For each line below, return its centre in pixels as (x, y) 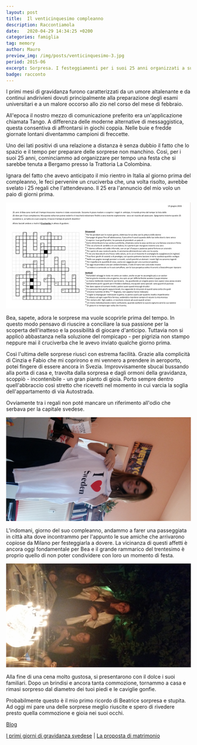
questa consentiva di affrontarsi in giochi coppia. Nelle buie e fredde (89, 128)
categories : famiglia (33, 37)
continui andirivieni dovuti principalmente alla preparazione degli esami (92, 98)
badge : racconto (26, 74)
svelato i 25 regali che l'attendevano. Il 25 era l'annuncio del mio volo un (93, 188)
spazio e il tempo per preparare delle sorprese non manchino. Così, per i (94, 152)
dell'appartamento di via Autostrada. (50, 391)
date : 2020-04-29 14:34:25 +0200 (50, 31)
